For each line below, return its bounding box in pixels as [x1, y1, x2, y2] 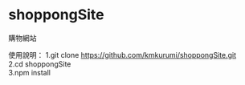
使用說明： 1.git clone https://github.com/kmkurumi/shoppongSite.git [8, 50, 237, 59]
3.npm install [8, 67, 51, 77]
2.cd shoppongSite [8, 59, 71, 69]
